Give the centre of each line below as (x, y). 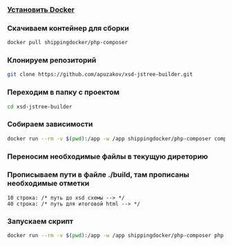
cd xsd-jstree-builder (40, 106)
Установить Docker (41, 10)
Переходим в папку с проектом (63, 93)
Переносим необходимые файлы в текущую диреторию (108, 156)
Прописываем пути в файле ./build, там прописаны (98, 175)
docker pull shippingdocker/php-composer (68, 43)
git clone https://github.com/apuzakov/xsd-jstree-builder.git (100, 75)
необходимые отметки (48, 183)
